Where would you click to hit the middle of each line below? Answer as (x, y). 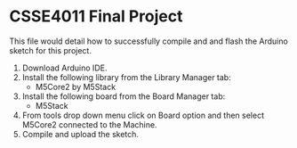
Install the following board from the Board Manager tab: (124, 96)
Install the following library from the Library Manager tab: (126, 77)
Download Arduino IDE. (64, 68)
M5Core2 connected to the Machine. (89, 124)
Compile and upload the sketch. (80, 134)
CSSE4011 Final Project (96, 16)
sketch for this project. (50, 50)
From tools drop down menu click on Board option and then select (143, 115)
